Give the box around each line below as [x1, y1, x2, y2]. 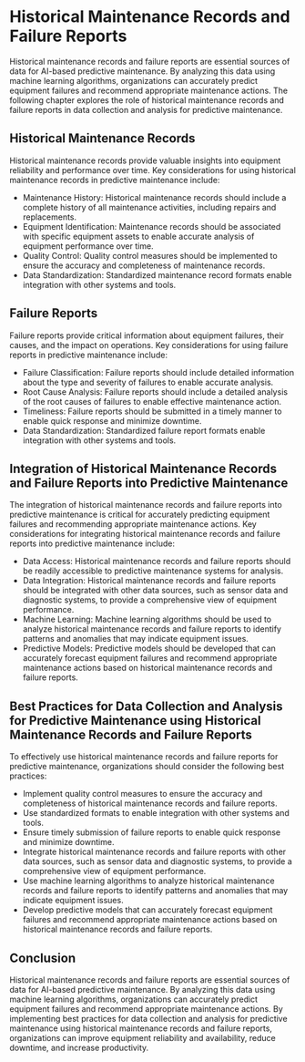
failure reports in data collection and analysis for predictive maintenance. [9, 104, 283, 115]
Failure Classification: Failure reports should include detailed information [22, 366, 295, 377]
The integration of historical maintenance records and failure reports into [9, 500, 282, 510]
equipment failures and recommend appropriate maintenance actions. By [9, 1004, 284, 1014]
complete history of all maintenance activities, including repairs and [22, 201, 277, 212]
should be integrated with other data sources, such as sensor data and [22, 585, 289, 596]
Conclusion [9, 950, 76, 965]
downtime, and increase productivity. [9, 1042, 149, 1053]
